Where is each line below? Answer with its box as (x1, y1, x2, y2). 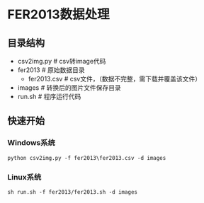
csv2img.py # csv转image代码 (17, 57, 106, 65)
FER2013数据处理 (7, 6, 110, 23)
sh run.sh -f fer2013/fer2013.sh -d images (7, 188, 138, 195)
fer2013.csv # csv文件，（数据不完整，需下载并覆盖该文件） (28, 75, 202, 83)
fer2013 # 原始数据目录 (17, 66, 85, 74)
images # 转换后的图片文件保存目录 (17, 83, 122, 92)
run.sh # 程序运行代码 (17, 93, 81, 100)
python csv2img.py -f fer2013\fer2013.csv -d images (7, 154, 166, 161)
